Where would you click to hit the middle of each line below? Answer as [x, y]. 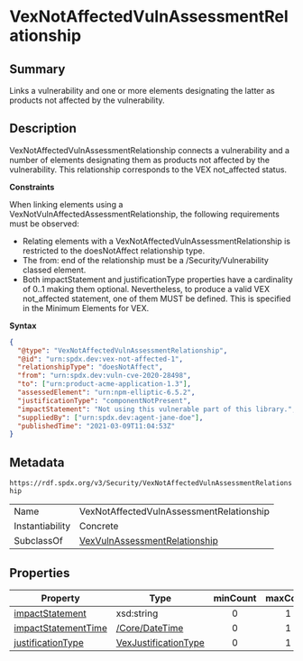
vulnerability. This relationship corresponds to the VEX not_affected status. [148, 170]
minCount [235, 598]
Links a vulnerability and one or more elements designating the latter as [142, 91]
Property [60, 598]
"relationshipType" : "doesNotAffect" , [91, 367]
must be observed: [44, 224]
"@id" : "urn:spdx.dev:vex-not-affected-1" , [100, 359]
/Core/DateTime [150, 628]
